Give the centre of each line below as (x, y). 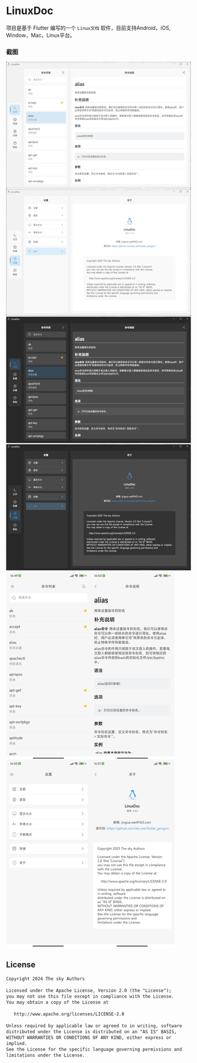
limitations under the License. (45, 1055)
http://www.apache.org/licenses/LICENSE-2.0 (69, 1014)
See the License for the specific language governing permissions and (94, 1049)
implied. (17, 1044)
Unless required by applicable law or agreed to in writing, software (94, 1026)
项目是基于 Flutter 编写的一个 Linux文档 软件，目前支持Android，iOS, (89, 28)
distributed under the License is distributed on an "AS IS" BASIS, (91, 1032)
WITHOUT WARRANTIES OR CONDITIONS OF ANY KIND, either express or (89, 1038)
